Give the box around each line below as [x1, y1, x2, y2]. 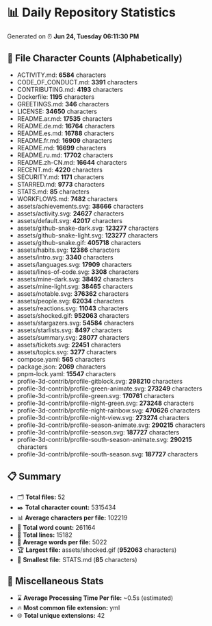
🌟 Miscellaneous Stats [7, 575, 104, 587]
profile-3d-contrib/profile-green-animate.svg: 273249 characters [16, 384, 203, 393]
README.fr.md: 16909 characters [16, 136, 113, 144]
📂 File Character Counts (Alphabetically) [7, 52, 183, 65]
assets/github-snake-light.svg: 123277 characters [16, 231, 159, 240]
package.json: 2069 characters [16, 362, 107, 371]
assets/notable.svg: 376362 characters [16, 289, 129, 298]
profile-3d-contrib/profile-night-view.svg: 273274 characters [16, 413, 190, 421]
